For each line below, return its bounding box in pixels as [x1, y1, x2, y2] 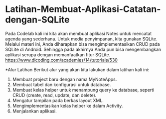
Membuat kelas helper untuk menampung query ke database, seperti [12, 87, 155, 93]
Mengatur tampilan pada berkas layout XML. [12, 97, 104, 103]
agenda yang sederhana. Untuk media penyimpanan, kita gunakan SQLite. [5, 36, 158, 42]
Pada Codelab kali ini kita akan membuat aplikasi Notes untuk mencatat [5, 30, 152, 36]
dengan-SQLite [5, 14, 70, 25]
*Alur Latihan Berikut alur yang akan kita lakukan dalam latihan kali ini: [5, 66, 150, 73]
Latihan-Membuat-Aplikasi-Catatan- [5, 3, 161, 15]
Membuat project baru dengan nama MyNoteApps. [12, 76, 117, 82]
